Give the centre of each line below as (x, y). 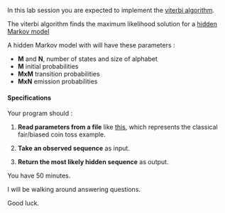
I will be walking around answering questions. (74, 190)
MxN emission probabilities (57, 81)
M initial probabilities (48, 66)
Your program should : (40, 113)
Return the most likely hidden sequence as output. (93, 162)
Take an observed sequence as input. (73, 149)
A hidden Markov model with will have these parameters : (91, 45)
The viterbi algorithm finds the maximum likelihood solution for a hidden (112, 24)
